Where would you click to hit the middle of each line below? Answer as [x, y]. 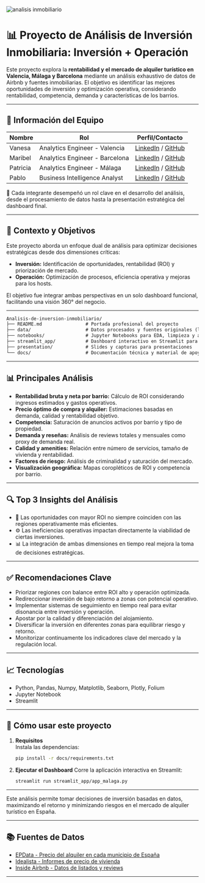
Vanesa [20, 148]
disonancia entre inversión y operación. [65, 612]
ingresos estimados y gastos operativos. [66, 402]
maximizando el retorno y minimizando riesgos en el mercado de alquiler [98, 805]
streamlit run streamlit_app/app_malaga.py [71, 781]
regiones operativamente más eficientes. [67, 524]
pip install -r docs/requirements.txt [64, 758]
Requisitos [29, 741]
